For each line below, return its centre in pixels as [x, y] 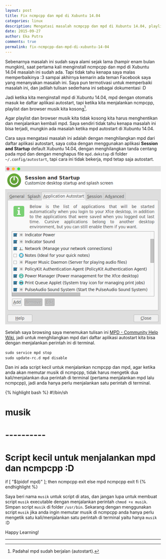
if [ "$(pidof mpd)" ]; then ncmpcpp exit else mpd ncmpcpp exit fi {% [76, 482]
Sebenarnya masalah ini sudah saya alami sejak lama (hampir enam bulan [80, 61]
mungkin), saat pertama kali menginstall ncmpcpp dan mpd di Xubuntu [77, 67]
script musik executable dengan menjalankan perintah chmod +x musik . [76, 502]
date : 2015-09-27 [23, 31]
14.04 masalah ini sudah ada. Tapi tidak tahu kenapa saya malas [70, 72]
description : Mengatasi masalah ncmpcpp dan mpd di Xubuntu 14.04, [76, 26]
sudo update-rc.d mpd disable [36, 358]
